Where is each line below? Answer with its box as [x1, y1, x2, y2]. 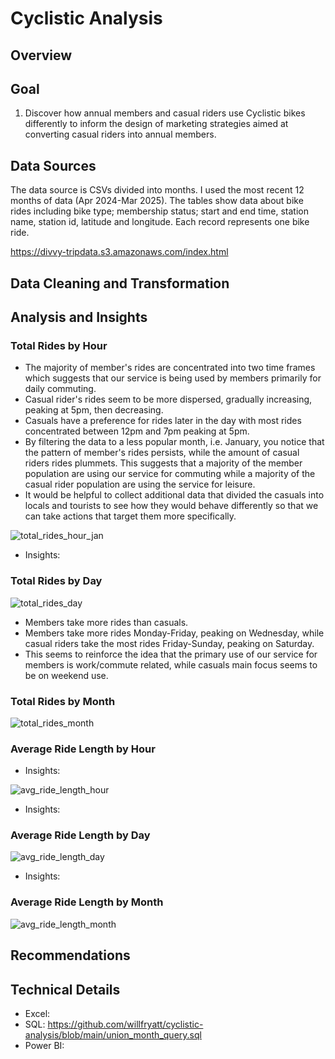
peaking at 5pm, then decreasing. [24, 404, 164, 416]
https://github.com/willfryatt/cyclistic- [47, 1018, 204, 1030]
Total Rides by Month [10, 694, 116, 708]
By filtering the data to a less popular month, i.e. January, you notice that [24, 436, 325, 448]
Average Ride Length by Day [10, 828, 151, 842]
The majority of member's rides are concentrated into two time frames [24, 362, 316, 374]
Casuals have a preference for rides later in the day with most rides [24, 415, 302, 427]
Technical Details [10, 981, 121, 998]
